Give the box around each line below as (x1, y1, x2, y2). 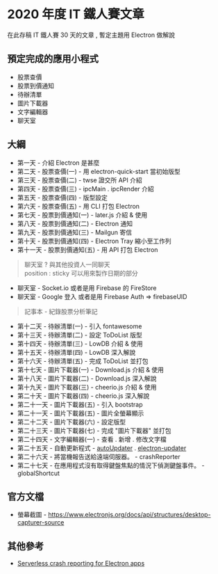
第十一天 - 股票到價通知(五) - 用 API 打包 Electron (17, 245, 158, 254)
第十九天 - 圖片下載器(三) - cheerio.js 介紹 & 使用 (17, 383, 158, 391)
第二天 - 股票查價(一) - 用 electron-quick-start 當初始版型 (17, 167, 181, 175)
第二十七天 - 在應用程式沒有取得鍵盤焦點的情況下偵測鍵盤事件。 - (17, 461, 205, 470)
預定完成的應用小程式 (7, 53, 99, 65)
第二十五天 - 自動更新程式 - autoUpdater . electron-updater (17, 443, 187, 452)
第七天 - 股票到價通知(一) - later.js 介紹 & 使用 (17, 210, 148, 219)
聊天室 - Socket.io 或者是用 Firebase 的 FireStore (17, 283, 158, 292)
